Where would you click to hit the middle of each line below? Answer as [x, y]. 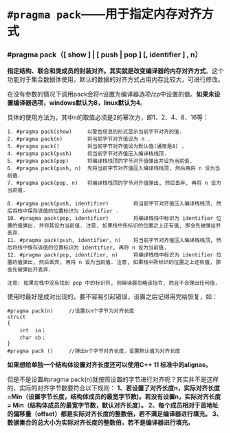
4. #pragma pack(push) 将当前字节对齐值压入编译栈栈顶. [87, 154]
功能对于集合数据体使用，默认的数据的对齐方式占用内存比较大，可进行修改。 [115, 79]
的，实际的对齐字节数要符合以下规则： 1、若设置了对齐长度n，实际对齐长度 [113, 388]
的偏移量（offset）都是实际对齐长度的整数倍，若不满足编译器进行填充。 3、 [115, 414]
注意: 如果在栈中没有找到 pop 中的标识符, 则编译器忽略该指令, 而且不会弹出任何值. [113, 283]
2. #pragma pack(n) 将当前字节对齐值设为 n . [79, 139]
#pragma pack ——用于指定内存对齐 [104, 14]
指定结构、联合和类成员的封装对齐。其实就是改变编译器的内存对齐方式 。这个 [115, 71]
